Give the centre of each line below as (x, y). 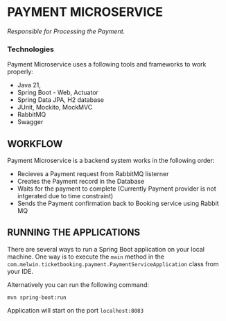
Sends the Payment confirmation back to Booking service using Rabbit (118, 203)
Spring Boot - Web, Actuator (58, 93)
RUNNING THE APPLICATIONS (74, 233)
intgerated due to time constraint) (65, 196)
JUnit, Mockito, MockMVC (55, 107)
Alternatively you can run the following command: (78, 284)
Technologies (31, 49)
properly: (20, 72)
